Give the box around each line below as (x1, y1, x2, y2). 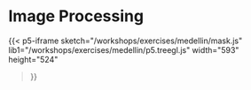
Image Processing (8, 6, 144, 26)
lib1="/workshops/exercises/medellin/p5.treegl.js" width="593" (8, 44, 239, 55)
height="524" (8, 54, 59, 64)
